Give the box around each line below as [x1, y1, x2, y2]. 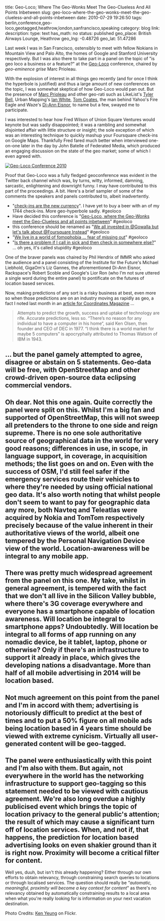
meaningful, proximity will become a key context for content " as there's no [5, 885, 157, 891]
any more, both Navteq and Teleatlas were [5, 506, 138, 514]
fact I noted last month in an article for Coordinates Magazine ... [5, 301, 134, 306]
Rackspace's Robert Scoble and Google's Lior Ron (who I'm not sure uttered [5, 270, 160, 275]
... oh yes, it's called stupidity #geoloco [12, 245, 92, 250]
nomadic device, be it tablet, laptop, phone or [5, 638, 147, 647]
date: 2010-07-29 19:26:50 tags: [76, 15, 142, 20]
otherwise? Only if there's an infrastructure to [5, 646, 149, 654]
